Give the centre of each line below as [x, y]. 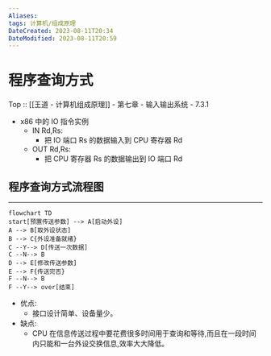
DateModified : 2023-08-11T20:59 [63, 38]
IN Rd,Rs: [47, 130]
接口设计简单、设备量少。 [75, 313]
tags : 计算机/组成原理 [42, 23]
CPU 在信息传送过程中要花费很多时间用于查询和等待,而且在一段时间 [144, 333]
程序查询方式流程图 [56, 186]
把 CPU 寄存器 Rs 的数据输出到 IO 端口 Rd [113, 159]
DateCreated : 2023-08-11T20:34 [61, 31]
